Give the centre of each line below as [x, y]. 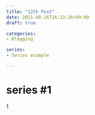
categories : [21, 33]
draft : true [21, 23]
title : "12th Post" [30, 12]
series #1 [29, 90]
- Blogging [20, 39]
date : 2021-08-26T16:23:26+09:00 [48, 17]
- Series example [28, 55]
